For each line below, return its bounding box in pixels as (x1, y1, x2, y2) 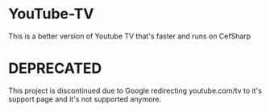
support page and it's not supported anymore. (8, 94, 162, 104)
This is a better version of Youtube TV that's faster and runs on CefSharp (8, 31, 251, 41)
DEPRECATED (8, 59, 102, 78)
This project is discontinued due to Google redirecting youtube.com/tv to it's (8, 86, 262, 95)
